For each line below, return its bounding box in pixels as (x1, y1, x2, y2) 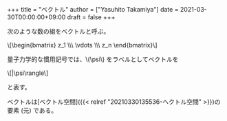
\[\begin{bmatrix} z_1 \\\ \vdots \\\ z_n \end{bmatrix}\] (7, 41, 158, 49)
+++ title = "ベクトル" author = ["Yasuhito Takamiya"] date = (7, 5, 179, 13)
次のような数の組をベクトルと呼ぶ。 (7, 27, 110, 35)
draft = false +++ (67, 13, 116, 21)
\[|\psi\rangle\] (7, 69, 49, 77)
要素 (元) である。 (7, 107, 57, 114)
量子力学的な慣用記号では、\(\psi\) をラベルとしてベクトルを (7, 55, 179, 63)
